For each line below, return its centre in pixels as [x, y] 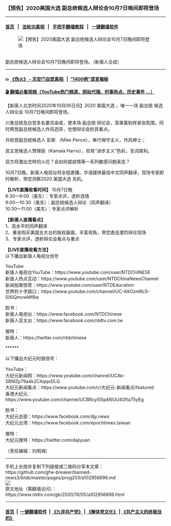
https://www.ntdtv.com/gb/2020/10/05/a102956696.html [65, 495]
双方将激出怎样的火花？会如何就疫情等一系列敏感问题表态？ [68, 162]
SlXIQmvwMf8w [22, 297]
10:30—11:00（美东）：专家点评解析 [42, 209]
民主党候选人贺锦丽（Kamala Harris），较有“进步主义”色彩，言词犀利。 [79, 151]
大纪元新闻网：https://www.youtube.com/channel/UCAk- [65, 375]
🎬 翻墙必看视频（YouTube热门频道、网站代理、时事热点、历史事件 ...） [80, 92]
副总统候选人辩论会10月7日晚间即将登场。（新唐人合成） [64, 62]
